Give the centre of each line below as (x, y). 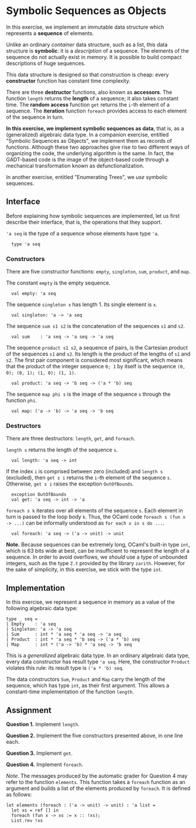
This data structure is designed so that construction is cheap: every (87, 74)
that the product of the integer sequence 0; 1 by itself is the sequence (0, (96, 367)
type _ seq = (22, 619)
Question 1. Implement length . (43, 724)
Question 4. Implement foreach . (45, 764)
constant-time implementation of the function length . (70, 692)
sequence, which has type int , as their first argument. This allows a (88, 686)
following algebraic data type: (42, 608)
